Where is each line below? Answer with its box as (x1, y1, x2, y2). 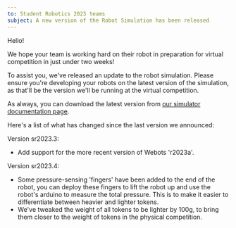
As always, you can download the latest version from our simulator (7, 99, 201, 108)
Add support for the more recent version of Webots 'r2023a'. (17, 148, 194, 156)
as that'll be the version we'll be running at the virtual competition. (7, 86, 199, 94)
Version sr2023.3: (7, 134, 60, 143)
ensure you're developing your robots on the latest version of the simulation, (7, 78, 229, 87)
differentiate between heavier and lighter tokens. (17, 198, 159, 206)
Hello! (7, 36, 25, 44)
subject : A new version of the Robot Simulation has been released (7, 17, 210, 24)
